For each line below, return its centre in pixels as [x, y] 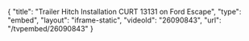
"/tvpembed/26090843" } [50, 29]
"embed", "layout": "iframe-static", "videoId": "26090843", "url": [115, 20]
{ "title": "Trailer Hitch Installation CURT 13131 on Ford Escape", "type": [124, 12]
